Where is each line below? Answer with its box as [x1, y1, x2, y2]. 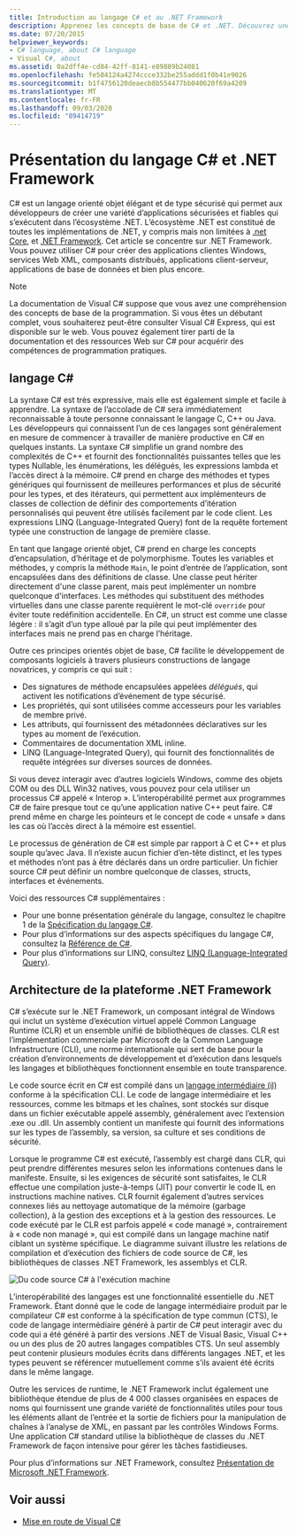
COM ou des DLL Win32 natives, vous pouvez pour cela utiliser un [9, 783, 251, 794]
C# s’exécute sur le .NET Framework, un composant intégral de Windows [9, 1006, 276, 1017]
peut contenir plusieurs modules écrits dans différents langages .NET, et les [9, 1347, 286, 1358]
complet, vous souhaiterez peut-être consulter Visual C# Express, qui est [9, 317, 276, 328]
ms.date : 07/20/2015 [9, 29, 86, 38]
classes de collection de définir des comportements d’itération [9, 498, 237, 508]
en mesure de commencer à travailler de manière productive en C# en [9, 431, 265, 443]
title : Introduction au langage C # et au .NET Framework [9, 12, 224, 22]
